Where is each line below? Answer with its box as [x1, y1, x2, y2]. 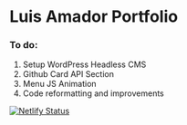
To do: [9, 39, 38, 52]
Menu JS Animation [22, 79, 98, 90]
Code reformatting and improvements [22, 88, 164, 99]
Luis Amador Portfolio [9, 6, 179, 27]
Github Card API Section [22, 69, 114, 80]
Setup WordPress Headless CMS [22, 59, 147, 70]
